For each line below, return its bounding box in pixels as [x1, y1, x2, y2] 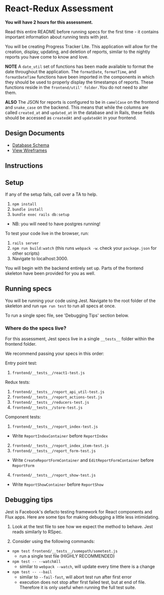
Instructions [5, 162, 43, 170]
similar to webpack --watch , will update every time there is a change [19, 564, 155, 569]
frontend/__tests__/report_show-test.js [12, 473, 96, 478]
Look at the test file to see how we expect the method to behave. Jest [12, 523, 153, 529]
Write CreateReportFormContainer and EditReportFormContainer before [12, 457, 154, 463]
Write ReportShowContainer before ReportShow [12, 481, 104, 487]
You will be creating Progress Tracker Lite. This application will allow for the [5, 43, 158, 49]
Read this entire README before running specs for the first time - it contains [5, 29, 159, 34]
